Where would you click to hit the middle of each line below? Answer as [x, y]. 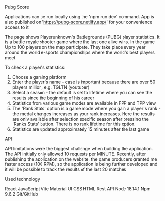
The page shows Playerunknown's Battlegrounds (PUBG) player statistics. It [82, 37]
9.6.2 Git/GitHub [21, 194]
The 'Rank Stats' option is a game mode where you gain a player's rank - [86, 108]
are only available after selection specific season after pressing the [81, 119]
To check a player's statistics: [35, 67]
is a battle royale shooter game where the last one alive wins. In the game [80, 42]
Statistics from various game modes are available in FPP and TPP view [84, 103]
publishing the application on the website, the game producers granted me [81, 159]
